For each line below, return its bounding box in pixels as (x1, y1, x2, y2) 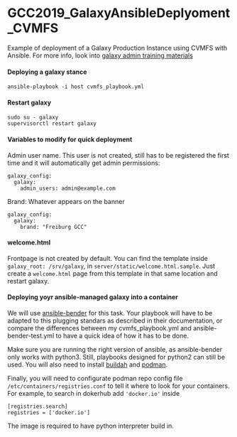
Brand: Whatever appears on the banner (7, 197, 126, 205)
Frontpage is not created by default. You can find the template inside (7, 254, 208, 262)
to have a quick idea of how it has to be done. (55, 331, 189, 340)
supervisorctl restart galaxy (7, 120, 97, 127)
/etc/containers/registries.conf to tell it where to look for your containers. (7, 382, 231, 390)
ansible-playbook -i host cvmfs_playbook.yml (7, 83, 144, 90)
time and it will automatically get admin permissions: (7, 158, 160, 167)
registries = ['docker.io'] (7, 409, 91, 416)
